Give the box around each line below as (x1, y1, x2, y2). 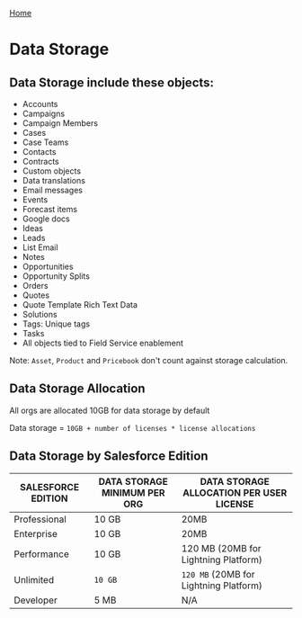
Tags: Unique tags (22, 318, 91, 329)
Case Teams (22, 137, 69, 148)
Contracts (22, 157, 60, 166)
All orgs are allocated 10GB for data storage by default (9, 405, 210, 416)
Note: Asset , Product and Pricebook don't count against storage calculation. (9, 355, 289, 365)
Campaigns (22, 108, 66, 119)
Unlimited (13, 573, 55, 586)
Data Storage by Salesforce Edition (9, 449, 209, 464)
